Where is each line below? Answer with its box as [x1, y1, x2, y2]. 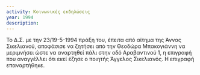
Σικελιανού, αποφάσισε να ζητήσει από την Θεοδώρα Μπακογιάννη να [6, 43, 186, 50]
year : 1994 [6, 14, 34, 20]
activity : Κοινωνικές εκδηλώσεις [6, 8, 90, 15]
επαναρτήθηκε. [6, 62, 45, 69]
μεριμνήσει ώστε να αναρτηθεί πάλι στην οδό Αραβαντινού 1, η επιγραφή [6, 49, 192, 56]
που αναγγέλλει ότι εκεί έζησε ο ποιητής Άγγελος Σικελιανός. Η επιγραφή [6, 55, 195, 63]
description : [6, 20, 39, 26]
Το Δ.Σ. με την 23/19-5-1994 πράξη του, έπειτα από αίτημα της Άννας [6, 37, 182, 44]
